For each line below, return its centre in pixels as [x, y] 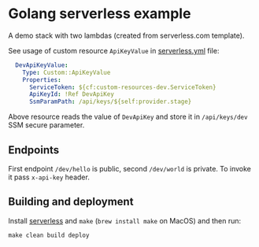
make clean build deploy [49, 235]
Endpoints [34, 150]
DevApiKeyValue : [42, 65]
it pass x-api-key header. [49, 177]
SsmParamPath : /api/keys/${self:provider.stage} [110, 102]
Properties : [42, 79]
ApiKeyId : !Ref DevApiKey [71, 94]
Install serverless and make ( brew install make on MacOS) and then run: [125, 220]
